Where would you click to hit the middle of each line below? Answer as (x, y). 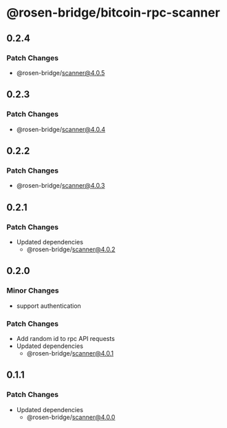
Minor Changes (33, 291)
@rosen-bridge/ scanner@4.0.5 (61, 72)
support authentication (49, 306)
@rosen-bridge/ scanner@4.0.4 (61, 129)
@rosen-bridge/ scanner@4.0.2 (71, 249)
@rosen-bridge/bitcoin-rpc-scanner (113, 13)
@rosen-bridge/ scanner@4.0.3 (61, 186)
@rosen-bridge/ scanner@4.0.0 (71, 417)
